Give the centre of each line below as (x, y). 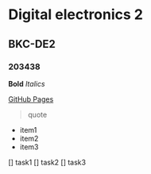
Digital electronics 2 (75, 15)
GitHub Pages (31, 99)
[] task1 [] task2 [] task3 (47, 162)
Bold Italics (27, 83)
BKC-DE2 (32, 44)
